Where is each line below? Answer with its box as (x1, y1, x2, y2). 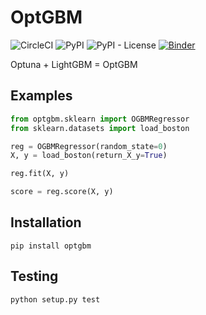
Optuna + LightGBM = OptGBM (10, 58, 138, 70)
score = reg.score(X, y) (10, 187, 114, 197)
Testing (10, 268, 59, 285)
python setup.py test (10, 294, 101, 305)
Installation (10, 214, 82, 231)
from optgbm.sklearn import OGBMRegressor (10, 114, 190, 124)
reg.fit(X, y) (10, 169, 70, 179)
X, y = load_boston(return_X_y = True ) (10, 151, 168, 161)
